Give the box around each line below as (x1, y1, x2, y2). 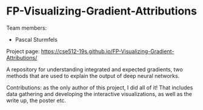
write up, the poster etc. (6, 97, 67, 104)
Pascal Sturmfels (15, 36, 58, 43)
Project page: (6, 47, 40, 55)
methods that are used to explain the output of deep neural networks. (6, 72, 180, 79)
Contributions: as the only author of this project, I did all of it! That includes (6, 83, 193, 91)
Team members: (6, 24, 47, 31)
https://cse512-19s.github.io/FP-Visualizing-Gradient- (41, 47, 175, 55)
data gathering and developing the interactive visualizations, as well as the (6, 90, 193, 97)
